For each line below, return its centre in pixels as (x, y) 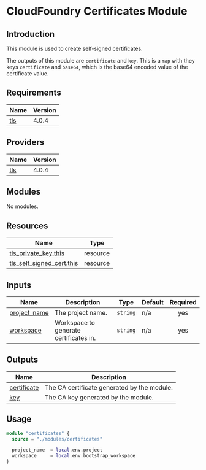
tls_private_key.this (37, 253)
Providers (25, 142)
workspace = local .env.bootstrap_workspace (74, 456)
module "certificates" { (38, 433)
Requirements (34, 93)
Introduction (31, 34)
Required (183, 302)
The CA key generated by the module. (100, 397)
